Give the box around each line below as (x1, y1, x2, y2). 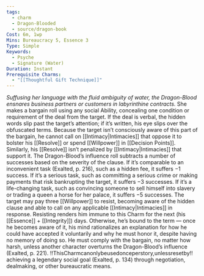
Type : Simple (6, 43, 40, 49)
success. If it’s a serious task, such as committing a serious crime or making (6, 172, 198, 179)
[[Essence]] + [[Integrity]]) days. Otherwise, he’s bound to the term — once (6, 217, 196, 225)
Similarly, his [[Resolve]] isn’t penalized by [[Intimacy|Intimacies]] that (6, 146, 182, 153)
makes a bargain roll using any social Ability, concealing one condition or (6, 107, 190, 114)
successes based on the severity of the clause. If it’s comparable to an (6, 159, 184, 166)
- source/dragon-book (12, 26, 67, 32)
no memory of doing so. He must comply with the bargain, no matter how (6, 236, 191, 244)
